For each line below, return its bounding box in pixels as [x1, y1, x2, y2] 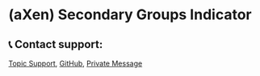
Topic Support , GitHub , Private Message [8, 58, 143, 68]
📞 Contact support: [8, 38, 103, 51]
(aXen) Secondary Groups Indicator [8, 6, 252, 24]
